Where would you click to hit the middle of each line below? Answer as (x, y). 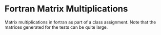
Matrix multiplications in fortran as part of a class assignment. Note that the (80, 22)
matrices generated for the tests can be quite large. (56, 27)
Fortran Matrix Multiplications (66, 9)
